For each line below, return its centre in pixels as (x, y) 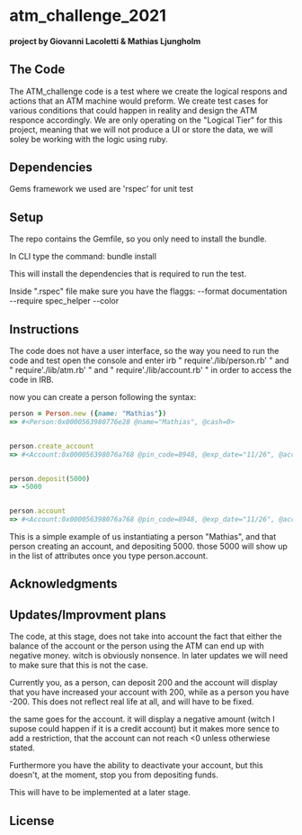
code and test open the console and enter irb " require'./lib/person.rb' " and (149, 360)
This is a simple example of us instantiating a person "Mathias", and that (143, 537)
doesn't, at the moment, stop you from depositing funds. (114, 775)
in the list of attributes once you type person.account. (109, 556)
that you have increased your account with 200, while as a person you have (149, 692)
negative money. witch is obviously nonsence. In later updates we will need (149, 656)
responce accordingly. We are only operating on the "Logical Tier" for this (146, 120)
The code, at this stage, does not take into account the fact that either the (146, 637)
